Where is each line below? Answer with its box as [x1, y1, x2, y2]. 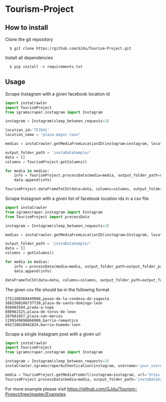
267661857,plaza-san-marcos [5, 314, 63, 319]
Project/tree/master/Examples [5, 391, 66, 397]
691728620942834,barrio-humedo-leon [5, 322, 81, 327]
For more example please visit [5, 386, 67, 392]
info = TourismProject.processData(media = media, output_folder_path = [14, 173, 161, 178]
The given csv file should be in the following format [5, 286, 110, 292]
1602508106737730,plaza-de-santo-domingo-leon [5, 300, 103, 306]
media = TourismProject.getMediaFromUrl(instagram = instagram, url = [5, 372, 147, 377]
